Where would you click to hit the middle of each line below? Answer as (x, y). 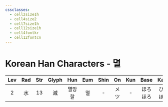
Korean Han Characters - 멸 (63, 64)
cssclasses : (17, 10)
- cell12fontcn (25, 38)
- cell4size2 (23, 19)
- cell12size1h (25, 28)
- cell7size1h (24, 24)
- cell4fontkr (24, 33)
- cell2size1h (24, 14)
